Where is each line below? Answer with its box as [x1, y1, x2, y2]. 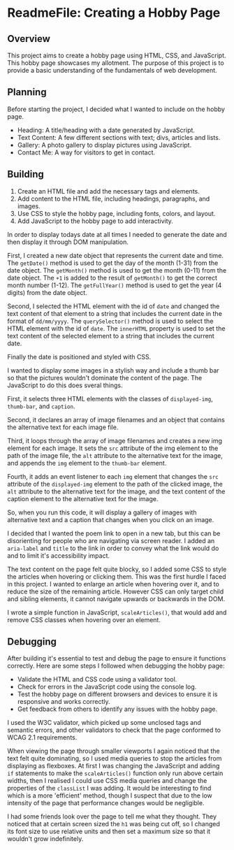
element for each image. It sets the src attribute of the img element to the [7, 444, 219, 452]
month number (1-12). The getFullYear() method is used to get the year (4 [7, 281, 222, 289]
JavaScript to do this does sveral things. [7, 381, 124, 389]
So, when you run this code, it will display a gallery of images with [7, 508, 197, 517]
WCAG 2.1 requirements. [7, 733, 78, 742]
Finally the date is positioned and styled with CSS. [7, 352, 152, 361]
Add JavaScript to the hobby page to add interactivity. [17, 217, 173, 225]
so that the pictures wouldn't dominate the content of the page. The [7, 373, 203, 382]
